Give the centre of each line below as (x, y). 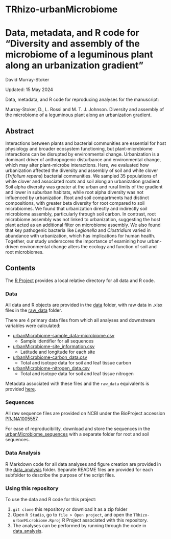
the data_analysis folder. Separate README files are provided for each (79, 469)
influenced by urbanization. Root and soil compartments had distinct (77, 198)
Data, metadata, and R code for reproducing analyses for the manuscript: (82, 100)
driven (12, 246)
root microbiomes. (25, 252)
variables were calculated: (33, 326)
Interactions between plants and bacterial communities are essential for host (86, 143)
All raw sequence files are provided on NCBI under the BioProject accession (85, 414)
